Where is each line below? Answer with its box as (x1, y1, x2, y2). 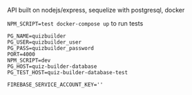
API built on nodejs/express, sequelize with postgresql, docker (7, 6, 185, 14)
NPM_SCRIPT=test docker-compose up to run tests (7, 19, 144, 27)
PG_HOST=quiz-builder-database (7, 63, 97, 70)
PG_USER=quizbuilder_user (7, 39, 81, 46)
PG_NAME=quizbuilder (7, 33, 67, 40)
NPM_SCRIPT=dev (7, 57, 51, 64)
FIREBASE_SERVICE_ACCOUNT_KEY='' (7, 81, 104, 88)
